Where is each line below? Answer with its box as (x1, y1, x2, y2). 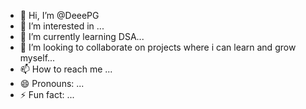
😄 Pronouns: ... (19, 78, 85, 89)
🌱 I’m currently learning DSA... (19, 31, 145, 42)
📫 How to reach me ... (19, 63, 113, 75)
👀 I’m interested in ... (19, 20, 105, 32)
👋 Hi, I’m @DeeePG (19, 10, 100, 21)
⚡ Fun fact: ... (19, 89, 75, 100)
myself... (19, 52, 56, 64)
